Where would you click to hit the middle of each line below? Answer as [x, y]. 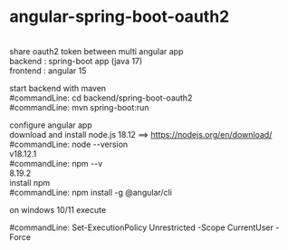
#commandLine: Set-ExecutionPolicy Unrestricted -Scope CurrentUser [142, 227]
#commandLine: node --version [69, 144]
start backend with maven [58, 88]
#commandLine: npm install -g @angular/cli [91, 192]
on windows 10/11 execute [58, 209]
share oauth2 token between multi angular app [96, 51]
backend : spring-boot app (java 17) [76, 61]
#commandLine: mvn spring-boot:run [79, 107]
